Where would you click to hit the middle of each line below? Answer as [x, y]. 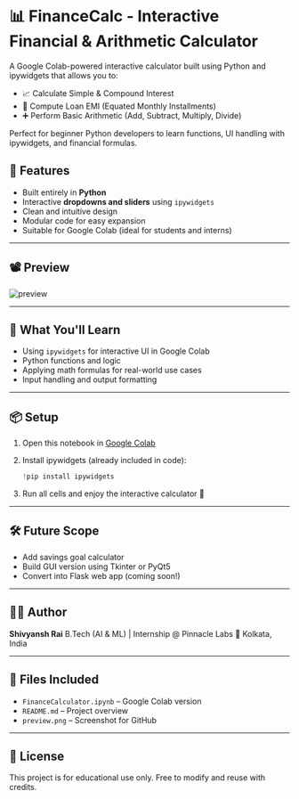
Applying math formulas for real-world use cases [112, 371]
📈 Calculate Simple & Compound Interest [98, 93]
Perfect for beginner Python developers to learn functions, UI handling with [147, 133]
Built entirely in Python [64, 192]
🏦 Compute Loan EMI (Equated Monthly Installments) [119, 106]
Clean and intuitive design [70, 211]
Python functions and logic [72, 361]
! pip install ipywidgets [68, 477]
